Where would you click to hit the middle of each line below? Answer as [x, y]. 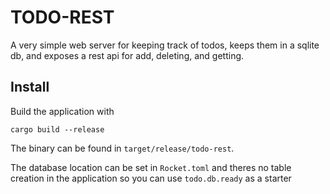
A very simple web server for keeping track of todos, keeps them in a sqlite [165, 45]
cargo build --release [57, 129]
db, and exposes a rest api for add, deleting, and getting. [127, 55]
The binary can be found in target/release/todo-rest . [122, 148]
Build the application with [62, 111]
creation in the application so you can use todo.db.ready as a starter [151, 178]
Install [30, 87]
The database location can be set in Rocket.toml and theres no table [151, 167]
